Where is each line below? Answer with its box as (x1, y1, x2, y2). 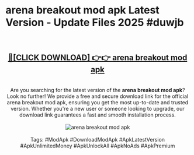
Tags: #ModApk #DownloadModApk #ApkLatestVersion (30, 136, 165, 143)
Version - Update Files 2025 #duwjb (5, 16, 184, 29)
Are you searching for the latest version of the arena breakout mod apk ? (10, 86, 185, 93)
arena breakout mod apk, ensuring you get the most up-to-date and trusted (6, 98, 189, 105)
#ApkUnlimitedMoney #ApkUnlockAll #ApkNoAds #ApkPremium (20, 142, 175, 149)
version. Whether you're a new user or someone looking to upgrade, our (11, 105, 185, 112)
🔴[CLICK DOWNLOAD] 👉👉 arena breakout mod (8, 53, 188, 63)
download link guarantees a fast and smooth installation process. (19, 111, 176, 118)
